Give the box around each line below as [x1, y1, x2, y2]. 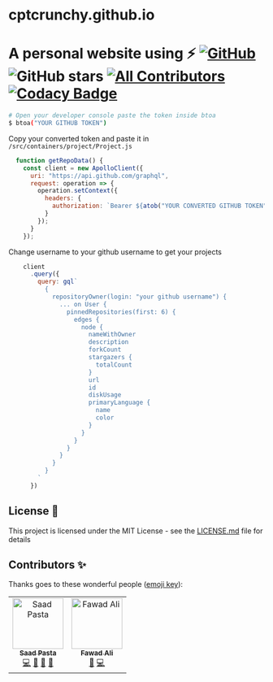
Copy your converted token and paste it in [8, 133, 149, 143]
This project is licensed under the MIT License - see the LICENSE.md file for [8, 526, 263, 536]
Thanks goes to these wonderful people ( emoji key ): [8, 580, 184, 589]
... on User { [59, 300, 107, 308]
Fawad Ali [80, 649, 114, 658]
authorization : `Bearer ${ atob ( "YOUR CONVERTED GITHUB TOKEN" [51, 202, 267, 211]
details [8, 534, 31, 544]
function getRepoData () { [15, 156, 104, 164]
